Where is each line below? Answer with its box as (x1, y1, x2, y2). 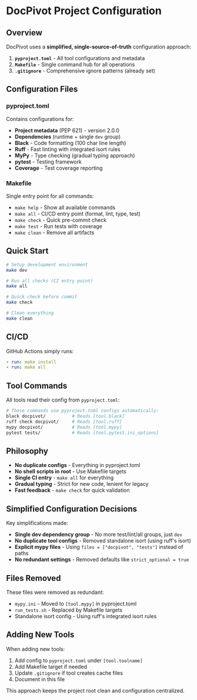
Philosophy (6, 446, 49, 456)
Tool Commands (6, 380, 68, 390)
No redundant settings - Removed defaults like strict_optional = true (14, 556, 189, 563)
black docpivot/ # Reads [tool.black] (6, 413, 125, 419)
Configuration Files (6, 84, 78, 94)
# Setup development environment (6, 261, 88, 268)
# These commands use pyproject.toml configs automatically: (6, 408, 159, 414)
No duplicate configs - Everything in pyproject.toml (14, 462, 141, 469)
